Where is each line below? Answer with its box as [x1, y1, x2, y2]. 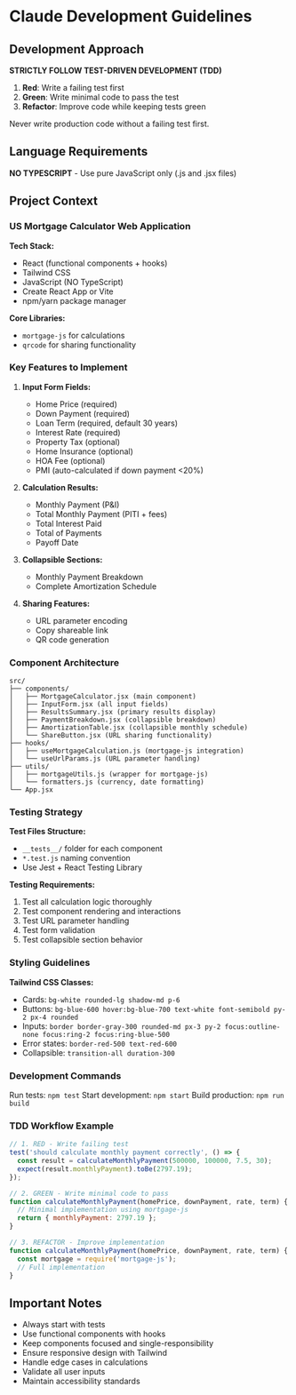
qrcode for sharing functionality [21, 339, 136, 350]
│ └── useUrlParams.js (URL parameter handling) [9, 754, 201, 763]
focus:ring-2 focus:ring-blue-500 [42, 1030, 171, 1039]
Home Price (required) [35, 398, 118, 410]
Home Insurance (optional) [35, 446, 133, 457]
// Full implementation [17, 1263, 105, 1271]
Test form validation [21, 925, 96, 936]
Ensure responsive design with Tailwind [21, 1348, 167, 1359]
